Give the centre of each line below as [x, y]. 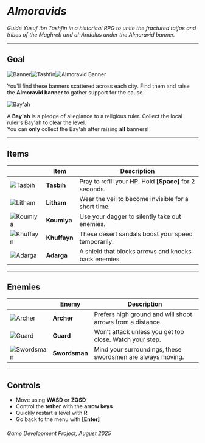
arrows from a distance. [128, 322]
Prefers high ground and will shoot [143, 314]
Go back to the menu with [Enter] [57, 419]
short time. [95, 207]
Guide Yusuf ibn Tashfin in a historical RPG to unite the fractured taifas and [102, 28]
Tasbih [56, 185]
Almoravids [37, 11]
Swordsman [70, 353]
